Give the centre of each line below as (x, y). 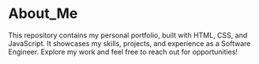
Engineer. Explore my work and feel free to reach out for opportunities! (123, 52)
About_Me (43, 14)
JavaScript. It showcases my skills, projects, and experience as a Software (129, 43)
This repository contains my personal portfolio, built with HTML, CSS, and (128, 35)
